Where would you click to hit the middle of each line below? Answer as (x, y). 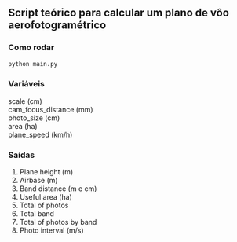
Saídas (22, 155)
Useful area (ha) (46, 197)
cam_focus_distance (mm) (51, 109)
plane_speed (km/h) (40, 134)
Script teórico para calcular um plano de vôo (119, 13)
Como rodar (31, 48)
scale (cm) (26, 101)
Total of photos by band (58, 222)
